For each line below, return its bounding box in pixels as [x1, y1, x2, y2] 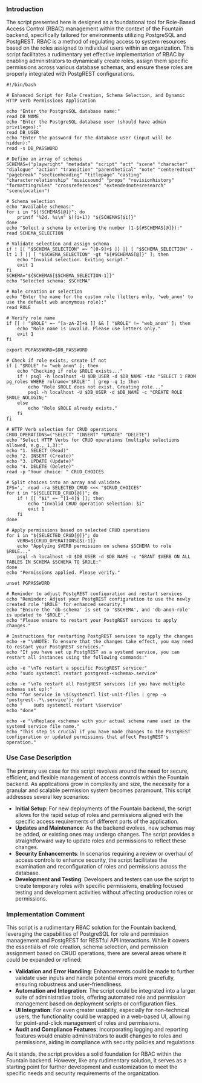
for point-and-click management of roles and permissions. [15, 1019, 161, 1026]
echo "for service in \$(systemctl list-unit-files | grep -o [6, 691, 166, 698]
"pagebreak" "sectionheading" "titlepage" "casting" [6, 172, 142, 178]
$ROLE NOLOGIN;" [6, 395, 47, 401]
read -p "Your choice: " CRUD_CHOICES [6, 469, 104, 475]
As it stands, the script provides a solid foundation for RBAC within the [6, 1050, 181, 1058]
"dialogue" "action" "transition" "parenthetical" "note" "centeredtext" [6, 167, 197, 173]
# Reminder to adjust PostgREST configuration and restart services [6, 591, 183, 597]
